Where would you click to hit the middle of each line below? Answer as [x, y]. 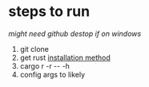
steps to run [49, 12]
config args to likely [52, 74]
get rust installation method [65, 57]
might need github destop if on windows [75, 34]
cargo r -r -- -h [45, 65]
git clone [34, 49]
